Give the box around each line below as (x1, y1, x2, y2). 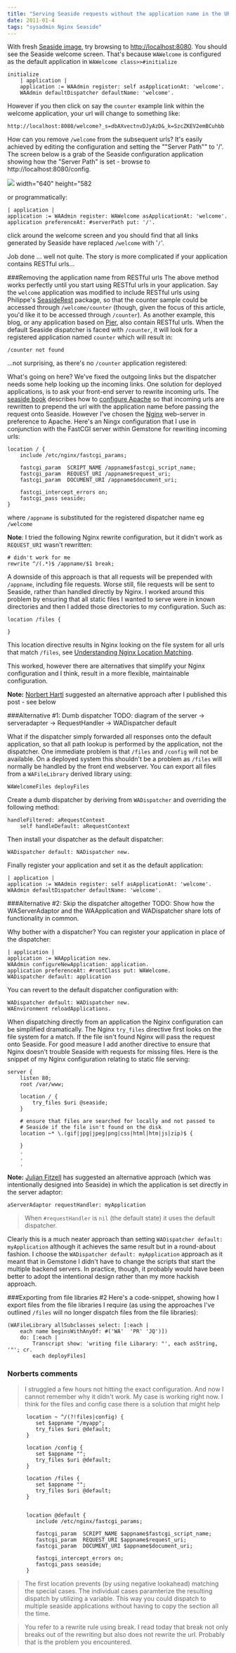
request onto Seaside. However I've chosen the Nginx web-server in (7, 410, 206, 419)
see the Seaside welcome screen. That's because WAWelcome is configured (7, 50, 221, 58)
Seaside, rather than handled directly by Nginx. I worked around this (7, 588, 205, 596)
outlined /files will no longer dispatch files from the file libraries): (7, 1308, 198, 1317)
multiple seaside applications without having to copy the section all (24, 1602, 219, 1610)
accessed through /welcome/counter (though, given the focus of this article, (7, 303, 226, 312)
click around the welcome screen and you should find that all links (7, 231, 199, 239)
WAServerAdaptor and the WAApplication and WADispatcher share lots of (7, 907, 221, 915)
